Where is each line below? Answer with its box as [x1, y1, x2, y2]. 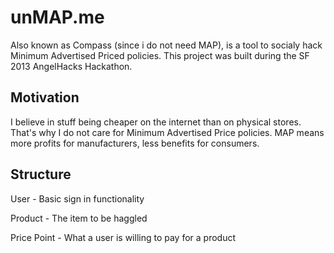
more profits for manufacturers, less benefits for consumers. [10, 137, 260, 149]
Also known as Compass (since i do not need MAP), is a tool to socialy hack [10, 39, 323, 51]
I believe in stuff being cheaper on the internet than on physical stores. [10, 116, 302, 128]
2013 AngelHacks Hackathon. [10, 60, 133, 72]
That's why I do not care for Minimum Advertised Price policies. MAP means [10, 126, 325, 138]
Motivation [10, 89, 80, 106]
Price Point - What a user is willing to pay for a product [10, 231, 237, 243]
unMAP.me [10, 6, 105, 29]
